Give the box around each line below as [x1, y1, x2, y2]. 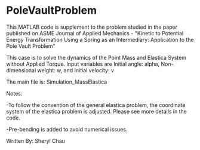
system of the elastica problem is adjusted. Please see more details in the [6, 108, 187, 115]
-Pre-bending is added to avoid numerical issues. [6, 125, 128, 133]
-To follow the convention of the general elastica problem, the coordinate [6, 101, 186, 108]
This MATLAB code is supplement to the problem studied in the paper [6, 23, 178, 30]
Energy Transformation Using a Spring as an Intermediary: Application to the [6, 36, 194, 43]
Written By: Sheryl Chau [6, 137, 66, 144]
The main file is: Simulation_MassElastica [6, 78, 107, 85]
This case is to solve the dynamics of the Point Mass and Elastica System [6, 54, 187, 61]
